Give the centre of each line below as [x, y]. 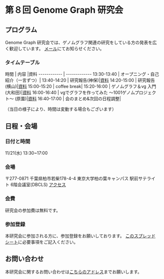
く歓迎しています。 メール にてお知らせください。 [55, 49]
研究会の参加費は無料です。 [33, 210]
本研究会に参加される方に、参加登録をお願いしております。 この [70, 236]
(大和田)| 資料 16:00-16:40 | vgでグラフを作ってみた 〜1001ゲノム [70, 93]
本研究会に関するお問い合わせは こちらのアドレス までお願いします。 [73, 272]
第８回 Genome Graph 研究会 [64, 10]
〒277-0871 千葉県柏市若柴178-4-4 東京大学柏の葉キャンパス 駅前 [72, 179]
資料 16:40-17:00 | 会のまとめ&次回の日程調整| [74, 99]
